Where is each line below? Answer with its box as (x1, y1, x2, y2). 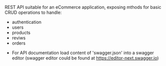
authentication (11, 19, 42, 25)
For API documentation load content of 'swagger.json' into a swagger (11, 50, 155, 56)
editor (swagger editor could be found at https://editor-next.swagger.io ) (11, 55, 159, 61)
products (11, 30, 31, 35)
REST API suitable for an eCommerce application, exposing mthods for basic (4, 4, 162, 10)
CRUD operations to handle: (4, 9, 62, 15)
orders (11, 40, 26, 46)
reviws (11, 35, 26, 41)
